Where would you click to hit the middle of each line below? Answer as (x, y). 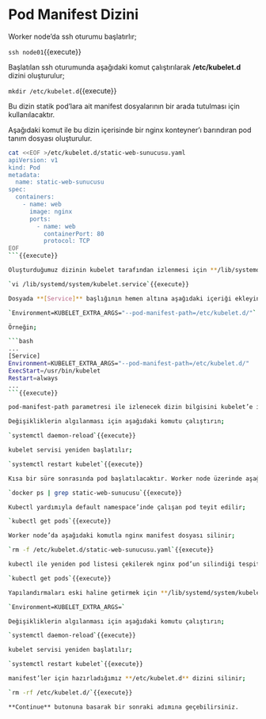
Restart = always (33, 378)
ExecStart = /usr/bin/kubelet (55, 371)
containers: (35, 197)
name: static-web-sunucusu (60, 182)
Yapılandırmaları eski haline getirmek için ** (88, 592)
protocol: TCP (66, 241)
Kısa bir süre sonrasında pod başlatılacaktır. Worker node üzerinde (125, 479)
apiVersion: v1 (33, 160)
